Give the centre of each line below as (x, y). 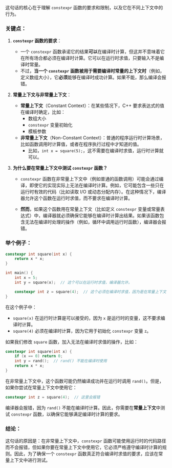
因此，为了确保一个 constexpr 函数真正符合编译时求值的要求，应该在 (86, 454)
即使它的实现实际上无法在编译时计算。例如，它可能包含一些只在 (97, 185)
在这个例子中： (21, 307)
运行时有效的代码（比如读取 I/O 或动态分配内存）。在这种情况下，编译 (93, 192)
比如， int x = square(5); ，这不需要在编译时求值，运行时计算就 (96, 151)
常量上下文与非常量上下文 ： (42, 95)
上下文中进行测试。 (30, 460)
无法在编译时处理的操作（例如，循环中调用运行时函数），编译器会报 (95, 222)
